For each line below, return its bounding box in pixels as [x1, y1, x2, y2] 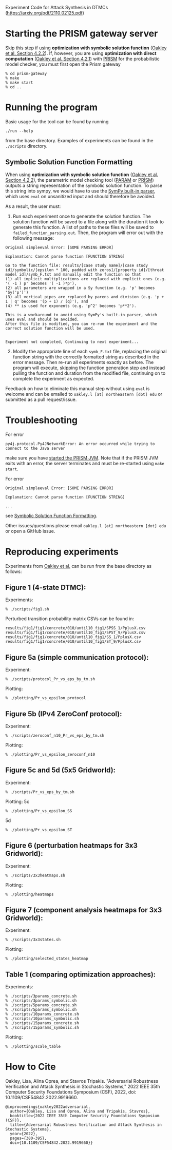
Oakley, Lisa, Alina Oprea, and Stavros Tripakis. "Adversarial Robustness [5, 1078, 159, 1084]
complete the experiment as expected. [12, 375, 94, 381]
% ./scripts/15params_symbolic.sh [5, 1025, 80, 1030]
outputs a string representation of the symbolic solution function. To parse [5, 182, 163, 188]
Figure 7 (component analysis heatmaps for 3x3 [5, 906, 162, 914]
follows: [5, 568, 22, 574]
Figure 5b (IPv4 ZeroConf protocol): [5, 710, 122, 718]
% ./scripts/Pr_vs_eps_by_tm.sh [5, 789, 74, 795]
